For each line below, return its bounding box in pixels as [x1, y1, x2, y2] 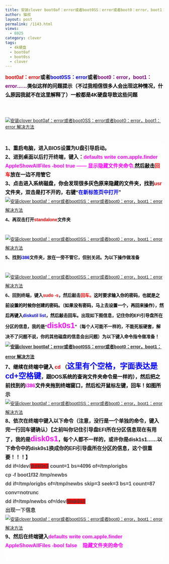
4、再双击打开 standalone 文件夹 [5, 217, 71, 222]
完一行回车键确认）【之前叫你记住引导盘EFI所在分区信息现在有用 [5, 427, 157, 433]
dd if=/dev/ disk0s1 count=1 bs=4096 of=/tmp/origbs [5, 463, 128, 469]
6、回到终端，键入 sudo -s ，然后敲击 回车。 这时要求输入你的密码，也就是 [5, 293, 156, 298]
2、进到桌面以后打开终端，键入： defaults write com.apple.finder [5, 154, 158, 160]
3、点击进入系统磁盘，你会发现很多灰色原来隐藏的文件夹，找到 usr [5, 181, 162, 187]
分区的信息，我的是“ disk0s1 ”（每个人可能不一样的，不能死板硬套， [5, 321, 157, 330]
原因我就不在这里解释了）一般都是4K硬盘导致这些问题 [10, 92, 138, 98]
